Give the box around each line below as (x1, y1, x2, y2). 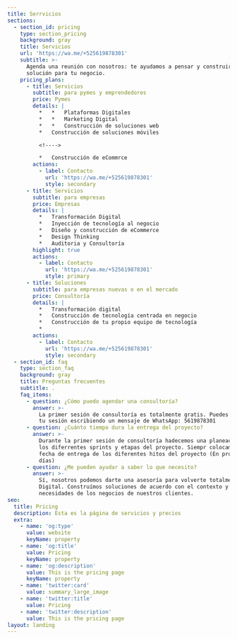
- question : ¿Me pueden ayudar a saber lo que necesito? (25, 464, 197, 471)
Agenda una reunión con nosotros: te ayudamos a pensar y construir (25, 63, 232, 70)
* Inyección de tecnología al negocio (38, 220, 159, 227)
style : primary (44, 273, 90, 280)
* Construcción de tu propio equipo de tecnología (38, 319, 197, 326)
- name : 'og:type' (20, 523, 74, 530)
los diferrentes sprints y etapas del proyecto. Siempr (38, 444, 207, 451)
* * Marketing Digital (38, 115, 119, 122)
